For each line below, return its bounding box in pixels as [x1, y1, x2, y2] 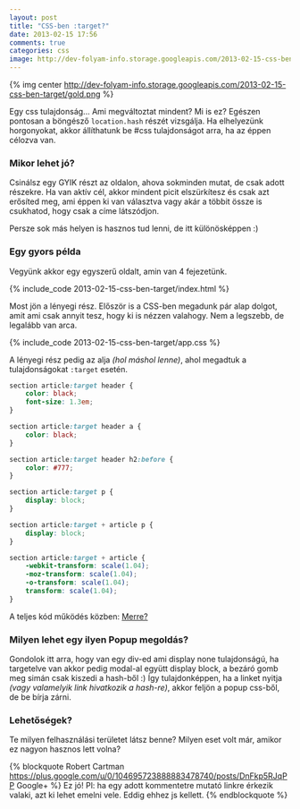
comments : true [9, 38, 66, 47]
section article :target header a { [9, 422, 142, 431]
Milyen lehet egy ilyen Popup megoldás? [9, 633, 189, 645]
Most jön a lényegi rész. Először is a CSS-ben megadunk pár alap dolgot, [9, 301, 279, 311]
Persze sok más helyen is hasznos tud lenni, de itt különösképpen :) [9, 223, 259, 234]
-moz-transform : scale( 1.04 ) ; [25, 570, 138, 579]
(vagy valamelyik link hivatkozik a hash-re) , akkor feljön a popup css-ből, [9, 682, 280, 694]
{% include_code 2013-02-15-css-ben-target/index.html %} [9, 283, 230, 294]
